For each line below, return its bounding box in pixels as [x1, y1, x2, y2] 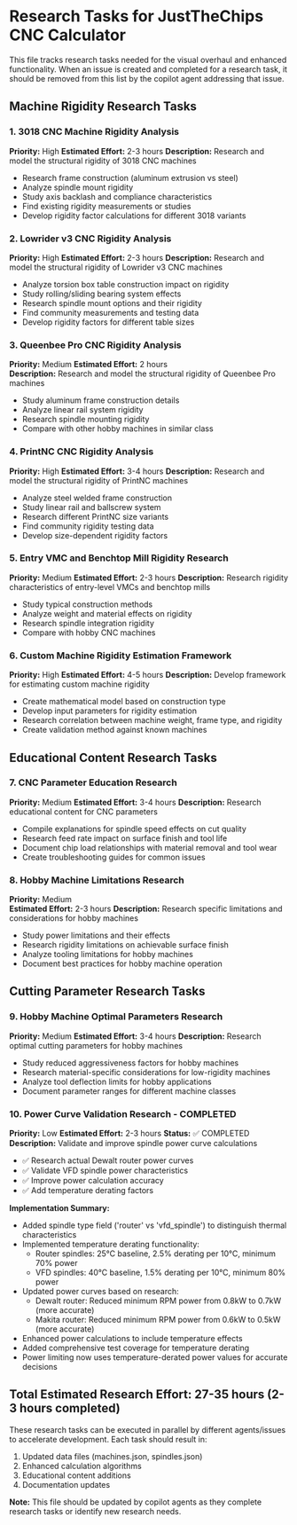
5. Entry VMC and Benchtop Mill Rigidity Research [9, 552, 229, 564]
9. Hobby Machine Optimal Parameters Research [9, 1010, 223, 1023]
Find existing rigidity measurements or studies [21, 200, 191, 211]
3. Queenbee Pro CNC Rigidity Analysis [9, 339, 182, 351]
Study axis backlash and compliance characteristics [21, 191, 213, 201]
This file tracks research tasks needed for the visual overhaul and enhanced [9, 54, 287, 65]
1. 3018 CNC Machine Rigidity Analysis [9, 126, 180, 138]
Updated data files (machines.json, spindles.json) [21, 1450, 203, 1461]
